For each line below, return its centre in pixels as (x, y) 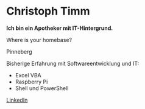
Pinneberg (19, 51)
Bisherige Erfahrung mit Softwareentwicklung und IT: (73, 63)
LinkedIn (17, 100)
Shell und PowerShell (42, 88)
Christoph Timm (48, 11)
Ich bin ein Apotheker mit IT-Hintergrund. (60, 28)
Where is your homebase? (39, 40)
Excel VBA (28, 75)
